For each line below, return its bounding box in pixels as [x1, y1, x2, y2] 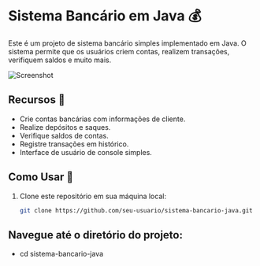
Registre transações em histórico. [19, 139, 129, 149]
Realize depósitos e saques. [19, 122, 111, 131]
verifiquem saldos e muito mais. [8, 55, 112, 65]
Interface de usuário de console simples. [19, 147, 152, 157]
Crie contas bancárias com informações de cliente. [19, 114, 186, 124]
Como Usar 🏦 [8, 171, 74, 184]
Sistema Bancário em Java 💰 [8, 7, 202, 25]
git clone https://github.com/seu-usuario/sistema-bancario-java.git [19, 206, 254, 214]
